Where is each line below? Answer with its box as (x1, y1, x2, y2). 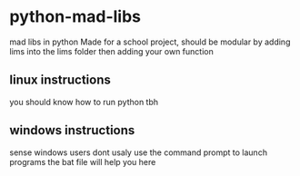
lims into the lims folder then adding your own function (9, 45, 214, 56)
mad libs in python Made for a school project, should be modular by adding (9, 36, 291, 47)
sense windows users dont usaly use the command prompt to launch (9, 147, 268, 158)
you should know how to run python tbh (9, 96, 159, 107)
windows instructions (9, 122, 135, 138)
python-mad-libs (9, 6, 141, 27)
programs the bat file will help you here (9, 156, 156, 167)
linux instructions (9, 73, 111, 88)
